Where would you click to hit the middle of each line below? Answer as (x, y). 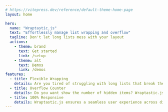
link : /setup (32, 56)
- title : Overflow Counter (38, 88)
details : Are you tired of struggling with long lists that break (85, 84)
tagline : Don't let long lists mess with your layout (67, 37)
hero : (11, 23)
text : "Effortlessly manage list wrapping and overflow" (70, 33)
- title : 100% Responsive (37, 98)
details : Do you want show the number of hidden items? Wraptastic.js (89, 93)
